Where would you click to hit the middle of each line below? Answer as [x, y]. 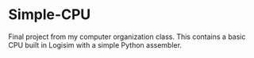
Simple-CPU [50, 15]
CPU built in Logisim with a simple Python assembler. [95, 44]
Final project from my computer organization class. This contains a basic [127, 37]
